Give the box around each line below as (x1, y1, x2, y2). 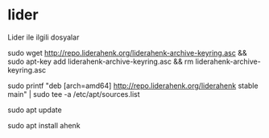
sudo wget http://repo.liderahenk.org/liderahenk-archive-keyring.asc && (7, 48, 247, 57)
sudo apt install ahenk (7, 120, 81, 130)
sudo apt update (7, 105, 62, 115)
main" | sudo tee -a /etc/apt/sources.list (7, 89, 140, 98)
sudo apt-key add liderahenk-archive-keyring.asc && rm (7, 56, 194, 66)
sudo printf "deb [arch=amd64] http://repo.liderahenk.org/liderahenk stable (7, 81, 259, 90)
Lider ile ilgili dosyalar (7, 32, 80, 42)
